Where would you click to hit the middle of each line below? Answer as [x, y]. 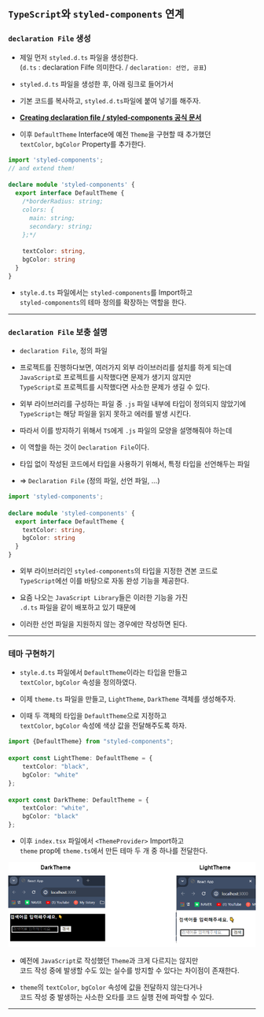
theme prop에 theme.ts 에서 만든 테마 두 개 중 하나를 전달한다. [114, 851]
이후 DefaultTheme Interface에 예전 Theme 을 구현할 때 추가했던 [115, 134]
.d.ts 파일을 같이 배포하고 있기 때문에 [77, 607]
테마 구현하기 [31, 654]
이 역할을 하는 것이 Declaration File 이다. [84, 447]
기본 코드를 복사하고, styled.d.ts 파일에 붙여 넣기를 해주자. [110, 100]
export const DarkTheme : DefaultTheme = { [79, 800]
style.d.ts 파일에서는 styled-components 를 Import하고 [106, 292]
